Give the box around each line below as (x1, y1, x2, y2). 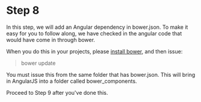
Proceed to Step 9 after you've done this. (6, 89, 108, 96)
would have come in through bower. (6, 36, 95, 43)
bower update (20, 59, 56, 67)
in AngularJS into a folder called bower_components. (6, 77, 137, 85)
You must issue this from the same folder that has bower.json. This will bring (6, 71, 196, 78)
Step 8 (6, 4, 40, 17)
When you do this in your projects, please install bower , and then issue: (6, 47, 183, 55)
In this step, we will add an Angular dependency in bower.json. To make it (6, 23, 188, 31)
